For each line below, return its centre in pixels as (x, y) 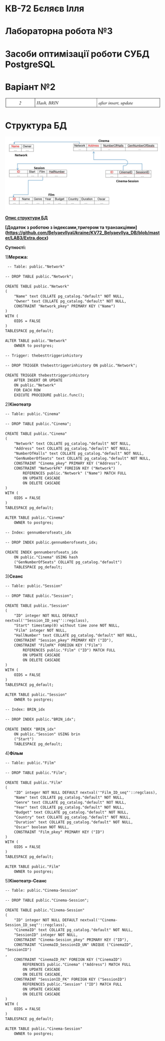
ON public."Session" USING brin (47, 734)
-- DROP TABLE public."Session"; (39, 596)
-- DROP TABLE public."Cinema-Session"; (47, 900)
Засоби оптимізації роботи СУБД (77, 54)
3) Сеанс (14, 576)
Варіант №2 (30, 87)
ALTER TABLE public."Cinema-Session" (44, 1029)
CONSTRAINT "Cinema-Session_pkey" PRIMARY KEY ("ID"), (71, 940)
